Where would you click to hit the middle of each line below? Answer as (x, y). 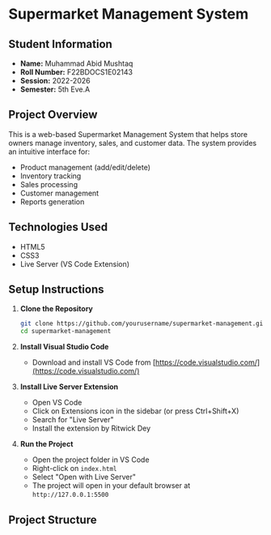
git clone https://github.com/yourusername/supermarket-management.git (143, 324)
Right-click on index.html (74, 469)
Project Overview (53, 115)
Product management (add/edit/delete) (85, 167)
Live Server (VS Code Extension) (75, 263)
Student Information (61, 44)
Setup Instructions (56, 290)
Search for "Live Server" (73, 420)
